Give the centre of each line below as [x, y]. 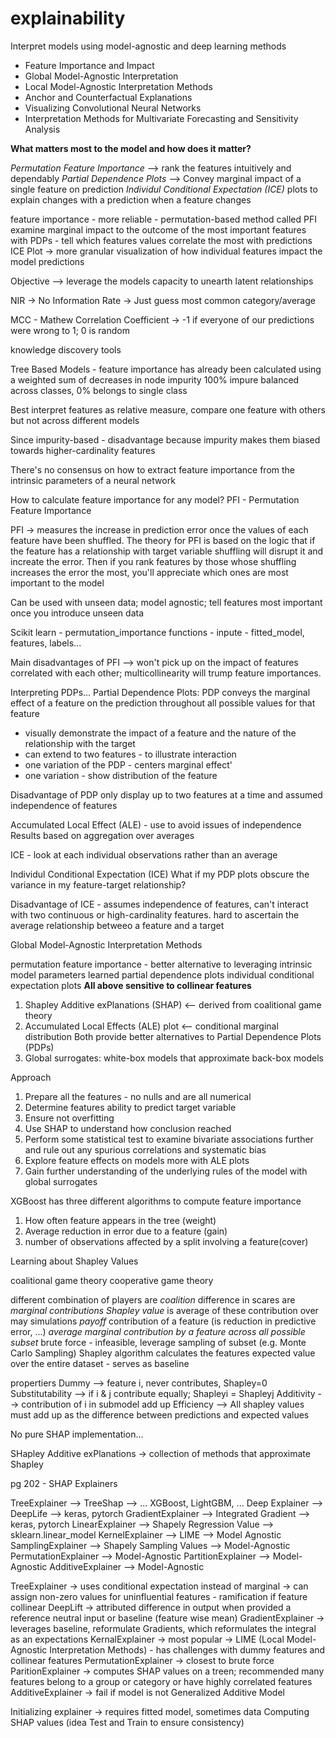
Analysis [42, 129]
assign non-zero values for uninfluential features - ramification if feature [159, 1596]
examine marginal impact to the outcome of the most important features [158, 229]
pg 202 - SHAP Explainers [64, 1483]
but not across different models [75, 420]
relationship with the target [80, 743]
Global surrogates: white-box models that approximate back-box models [174, 1058]
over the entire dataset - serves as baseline [100, 1363]
